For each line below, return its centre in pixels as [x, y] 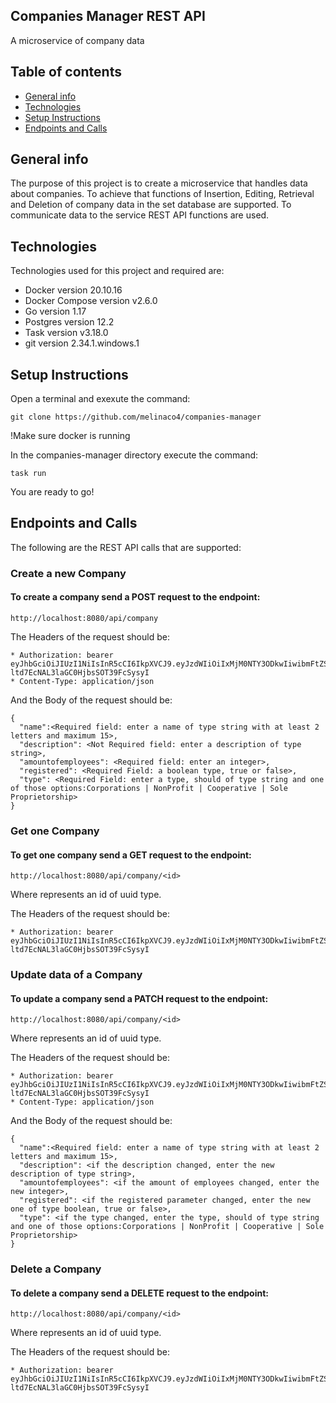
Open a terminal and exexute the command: [100, 399]
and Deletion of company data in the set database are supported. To [151, 205]
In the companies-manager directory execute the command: [134, 455]
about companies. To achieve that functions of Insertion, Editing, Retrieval [162, 194]
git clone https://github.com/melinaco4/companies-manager [136, 417]
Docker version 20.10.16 [73, 290]
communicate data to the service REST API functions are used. [140, 215]
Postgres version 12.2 [69, 322]
